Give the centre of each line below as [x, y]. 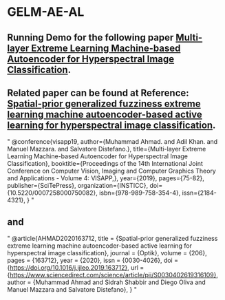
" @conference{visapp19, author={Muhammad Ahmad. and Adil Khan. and [112, 142]
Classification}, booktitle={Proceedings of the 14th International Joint [105, 164]
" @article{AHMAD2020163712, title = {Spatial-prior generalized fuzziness [112, 239]
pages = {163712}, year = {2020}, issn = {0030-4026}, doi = [93, 260]
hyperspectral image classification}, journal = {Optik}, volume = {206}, [107, 253]
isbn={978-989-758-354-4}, [140, 193]
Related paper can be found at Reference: [98, 93]
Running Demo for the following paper [90, 37]
